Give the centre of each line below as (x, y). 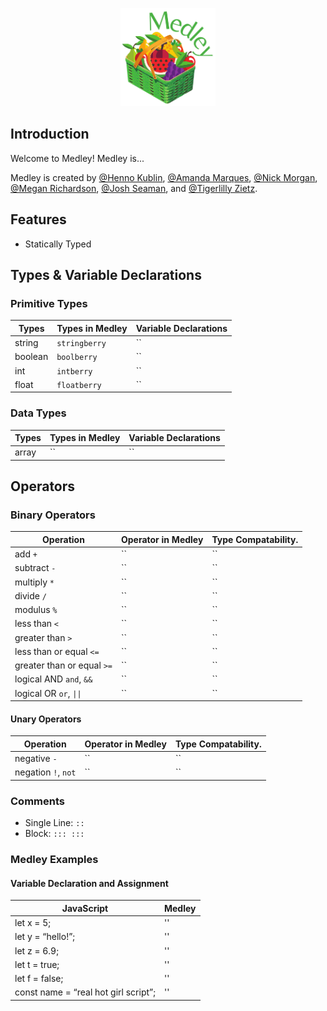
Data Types (38, 413)
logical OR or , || (48, 693)
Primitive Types (49, 303)
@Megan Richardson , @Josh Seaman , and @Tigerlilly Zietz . (134, 188)
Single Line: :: (54, 823)
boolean (31, 357)
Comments (37, 801)
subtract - (35, 568)
